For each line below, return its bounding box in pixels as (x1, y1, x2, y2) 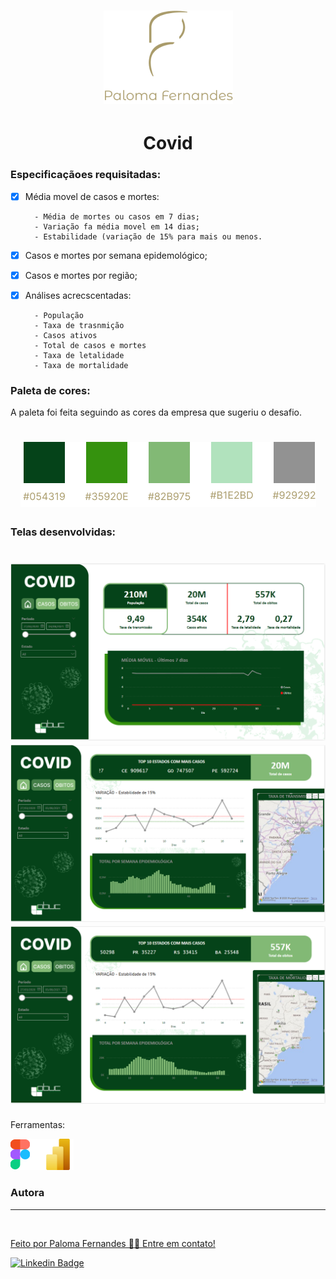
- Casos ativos (34, 330, 98, 340)
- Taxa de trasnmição (34, 320, 125, 330)
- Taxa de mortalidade (34, 360, 129, 370)
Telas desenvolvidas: (10, 525, 117, 539)
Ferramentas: (10, 1119, 66, 1131)
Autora (10, 1186, 45, 1200)
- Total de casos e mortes (34, 340, 147, 350)
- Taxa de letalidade (34, 350, 125, 360)
